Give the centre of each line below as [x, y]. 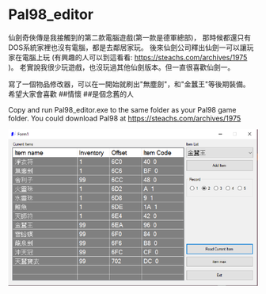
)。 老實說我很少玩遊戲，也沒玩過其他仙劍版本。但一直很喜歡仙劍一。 [122, 67]
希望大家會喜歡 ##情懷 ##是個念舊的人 [71, 94]
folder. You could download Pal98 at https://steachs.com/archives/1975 [125, 118]
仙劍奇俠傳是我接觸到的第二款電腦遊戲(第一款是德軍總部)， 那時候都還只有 [130, 37]
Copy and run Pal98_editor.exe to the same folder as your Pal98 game [122, 109]
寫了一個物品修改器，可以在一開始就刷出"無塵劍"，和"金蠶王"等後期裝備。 [129, 84]
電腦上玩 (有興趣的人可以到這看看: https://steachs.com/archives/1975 [135, 57]
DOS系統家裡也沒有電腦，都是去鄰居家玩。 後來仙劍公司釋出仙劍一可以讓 [127, 47]
